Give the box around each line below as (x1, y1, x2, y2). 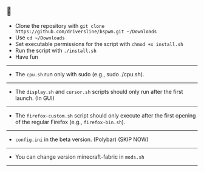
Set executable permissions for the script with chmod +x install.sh (15, 40, 183, 47)
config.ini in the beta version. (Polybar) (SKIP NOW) (15, 136, 149, 143)
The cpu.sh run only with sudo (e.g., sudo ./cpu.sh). (15, 70, 144, 78)
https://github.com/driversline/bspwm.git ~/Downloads (15, 28, 157, 35)
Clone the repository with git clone (15, 22, 105, 29)
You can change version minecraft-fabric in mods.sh (15, 153, 144, 160)
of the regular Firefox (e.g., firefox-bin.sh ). (15, 118, 126, 125)
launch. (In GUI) (15, 94, 55, 102)
